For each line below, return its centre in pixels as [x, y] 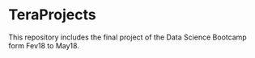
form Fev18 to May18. [44, 45]
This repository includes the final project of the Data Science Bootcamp [127, 37]
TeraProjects [52, 15]
